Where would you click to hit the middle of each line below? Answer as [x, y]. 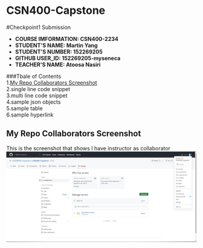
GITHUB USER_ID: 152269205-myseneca [68, 58]
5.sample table [25, 108]
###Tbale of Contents [34, 76]
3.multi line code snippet [37, 95]
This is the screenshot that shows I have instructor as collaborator [89, 148]
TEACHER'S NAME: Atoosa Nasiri [58, 65]
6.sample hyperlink [30, 115]
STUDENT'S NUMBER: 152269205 [59, 51]
